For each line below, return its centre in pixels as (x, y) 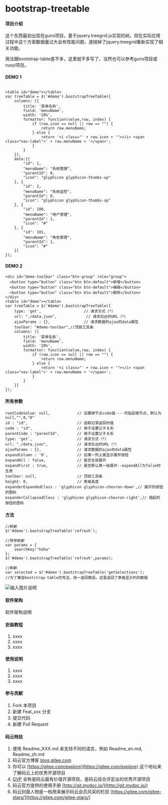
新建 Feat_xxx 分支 (32, 712)
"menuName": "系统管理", (48, 169)
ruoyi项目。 (17, 65)
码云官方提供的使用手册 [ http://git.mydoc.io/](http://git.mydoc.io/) (80, 785)
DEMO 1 (13, 77)
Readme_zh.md (29, 754)
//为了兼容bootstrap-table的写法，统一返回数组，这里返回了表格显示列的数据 (76, 578)
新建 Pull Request (30, 724)
